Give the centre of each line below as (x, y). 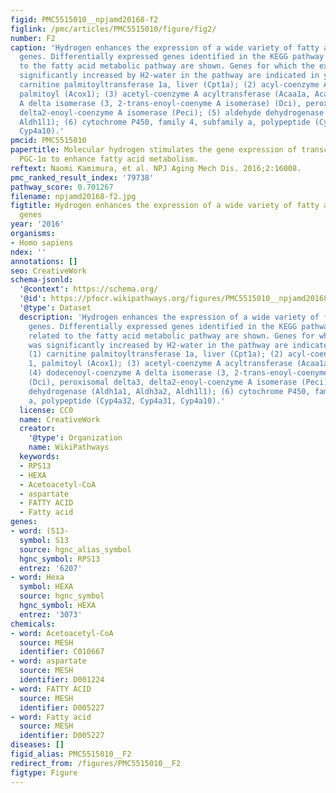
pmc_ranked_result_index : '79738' (82, 177)
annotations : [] (44, 261)
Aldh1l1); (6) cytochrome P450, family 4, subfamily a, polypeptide (165, 122)
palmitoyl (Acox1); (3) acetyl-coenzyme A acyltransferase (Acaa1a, (165, 94)
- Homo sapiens (42, 242)
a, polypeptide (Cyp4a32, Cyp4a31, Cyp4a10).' (127, 401)
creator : (37, 429)
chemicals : (33, 624)
